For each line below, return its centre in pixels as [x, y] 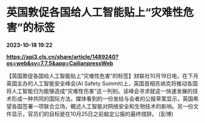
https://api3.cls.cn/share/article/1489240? [63, 57]
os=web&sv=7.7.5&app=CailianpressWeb [60, 63]
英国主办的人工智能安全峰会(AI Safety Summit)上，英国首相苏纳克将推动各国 [102, 83]
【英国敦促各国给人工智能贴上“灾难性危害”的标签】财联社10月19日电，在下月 [103, 76]
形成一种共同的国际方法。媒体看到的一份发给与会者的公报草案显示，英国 [102, 99]
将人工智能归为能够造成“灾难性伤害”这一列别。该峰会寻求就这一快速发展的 [100, 91]
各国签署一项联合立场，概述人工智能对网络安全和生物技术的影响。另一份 [102, 106]
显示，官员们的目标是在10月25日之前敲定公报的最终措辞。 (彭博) [92, 114]
